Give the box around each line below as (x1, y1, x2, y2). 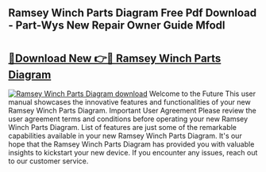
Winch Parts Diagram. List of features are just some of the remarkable (8, 123, 237, 132)
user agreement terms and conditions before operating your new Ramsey (8, 114, 249, 124)
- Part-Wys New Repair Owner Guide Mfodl (8, 19, 226, 32)
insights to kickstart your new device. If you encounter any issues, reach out (8, 148, 258, 157)
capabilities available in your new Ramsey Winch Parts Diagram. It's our (8, 131, 242, 140)
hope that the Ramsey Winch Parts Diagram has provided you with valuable (8, 140, 255, 149)
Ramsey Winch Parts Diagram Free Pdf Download (8, 6, 257, 20)
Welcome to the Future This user (148, 89, 256, 98)
